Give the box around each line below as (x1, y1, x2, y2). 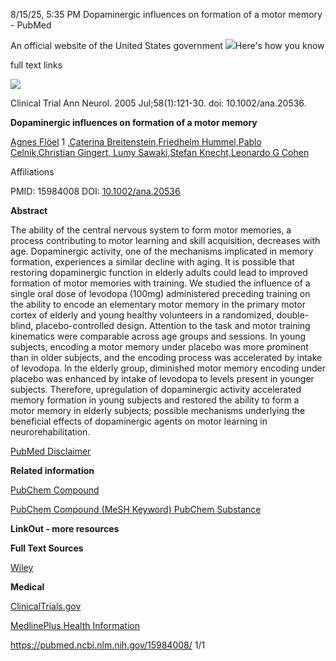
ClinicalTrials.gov (10, 600, 82, 612)
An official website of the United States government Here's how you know (10, 40, 325, 51)
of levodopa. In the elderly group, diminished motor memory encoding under (10, 362, 326, 374)
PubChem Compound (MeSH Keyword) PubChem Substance (10, 504, 262, 515)
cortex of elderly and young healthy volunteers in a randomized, (10, 309, 275, 321)
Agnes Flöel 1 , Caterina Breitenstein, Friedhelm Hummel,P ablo (10, 136, 262, 148)
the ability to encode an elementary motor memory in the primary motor (10, 299, 306, 310)
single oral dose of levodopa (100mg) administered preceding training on (10, 288, 311, 299)
